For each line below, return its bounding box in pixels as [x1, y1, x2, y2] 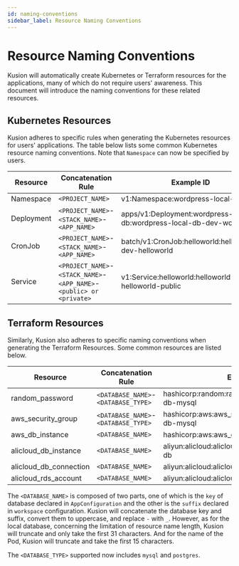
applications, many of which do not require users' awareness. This [7, 79, 203, 88]
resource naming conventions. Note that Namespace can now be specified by [7, 149, 230, 157]
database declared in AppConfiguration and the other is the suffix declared [7, 499, 229, 508]
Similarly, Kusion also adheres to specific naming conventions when [7, 336, 206, 345]
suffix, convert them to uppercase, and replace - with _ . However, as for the [7, 514, 230, 523]
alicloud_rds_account [11, 473, 82, 483]
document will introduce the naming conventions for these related [7, 86, 201, 95]
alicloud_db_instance [11, 446, 82, 456]
